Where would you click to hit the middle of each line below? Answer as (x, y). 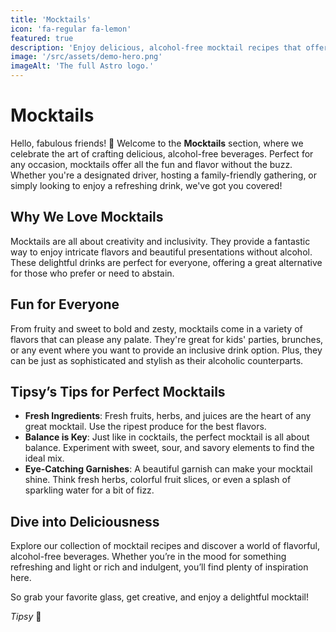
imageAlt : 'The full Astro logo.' (82, 66)
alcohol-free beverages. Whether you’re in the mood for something (148, 557)
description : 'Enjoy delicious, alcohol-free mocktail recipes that (156, 47)
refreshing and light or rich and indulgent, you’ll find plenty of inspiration (159, 567)
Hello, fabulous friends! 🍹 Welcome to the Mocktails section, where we (157, 143)
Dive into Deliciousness (85, 521)
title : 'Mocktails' (51, 19)
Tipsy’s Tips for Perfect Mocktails (118, 391)
